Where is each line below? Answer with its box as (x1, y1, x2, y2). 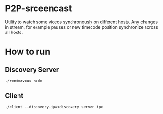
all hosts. (5, 29, 23, 35)
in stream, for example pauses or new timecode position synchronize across (5, 24, 158, 30)
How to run (5, 47, 51, 57)
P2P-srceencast (5, 3, 72, 14)
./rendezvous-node (5, 78, 42, 83)
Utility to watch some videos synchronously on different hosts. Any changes (5, 19, 158, 25)
